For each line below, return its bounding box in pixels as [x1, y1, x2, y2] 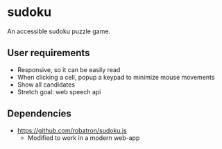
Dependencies [7, 108, 71, 120]
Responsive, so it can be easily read [17, 65, 121, 73]
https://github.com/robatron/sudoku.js [17, 126, 127, 134]
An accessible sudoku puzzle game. [7, 27, 111, 35]
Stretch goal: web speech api [17, 87, 101, 96]
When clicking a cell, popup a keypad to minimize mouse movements [17, 73, 215, 81]
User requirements [7, 47, 90, 59]
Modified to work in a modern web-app [27, 133, 140, 142]
